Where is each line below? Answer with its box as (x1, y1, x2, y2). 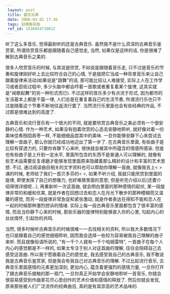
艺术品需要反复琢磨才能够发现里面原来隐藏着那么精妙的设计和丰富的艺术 (9, 158, 161, 164)
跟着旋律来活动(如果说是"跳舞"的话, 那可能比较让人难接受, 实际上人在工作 (5, 77, 159, 83)
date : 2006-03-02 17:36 (7, 17, 58, 22)
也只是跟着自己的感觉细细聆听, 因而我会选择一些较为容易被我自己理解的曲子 (5, 232, 163, 239)
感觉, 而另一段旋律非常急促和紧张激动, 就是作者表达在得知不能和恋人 (14, 196, 157, 202)
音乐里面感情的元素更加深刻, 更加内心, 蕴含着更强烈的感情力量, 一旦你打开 (9, 264, 164, 270)
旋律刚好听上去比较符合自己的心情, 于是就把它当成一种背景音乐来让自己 (14, 71, 163, 77)
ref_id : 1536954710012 (7, 26, 56, 32)
